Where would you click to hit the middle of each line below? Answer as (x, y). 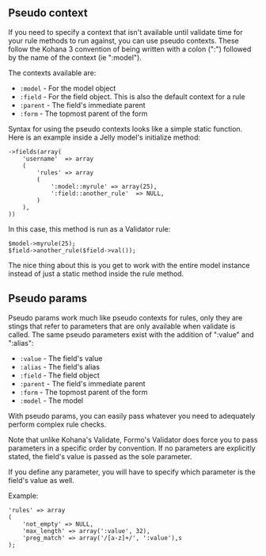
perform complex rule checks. (57, 424)
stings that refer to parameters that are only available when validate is (122, 326)
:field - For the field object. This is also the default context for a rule (132, 96)
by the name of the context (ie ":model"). (75, 57)
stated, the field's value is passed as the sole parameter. (100, 456)
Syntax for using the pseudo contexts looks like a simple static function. (125, 128)
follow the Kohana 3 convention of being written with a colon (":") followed (130, 49)
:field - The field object (60, 375)
